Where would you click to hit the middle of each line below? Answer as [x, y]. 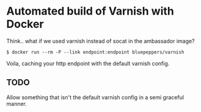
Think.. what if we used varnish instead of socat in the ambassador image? [100, 41]
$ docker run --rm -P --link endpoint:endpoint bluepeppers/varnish [95, 52]
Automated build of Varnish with [90, 11]
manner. [17, 103]
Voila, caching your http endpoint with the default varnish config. [88, 63]
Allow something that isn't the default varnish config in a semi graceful [95, 97]
